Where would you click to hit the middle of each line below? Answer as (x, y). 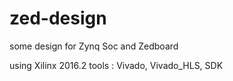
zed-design (58, 18)
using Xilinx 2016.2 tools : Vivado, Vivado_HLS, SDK (116, 65)
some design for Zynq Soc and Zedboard (94, 46)
